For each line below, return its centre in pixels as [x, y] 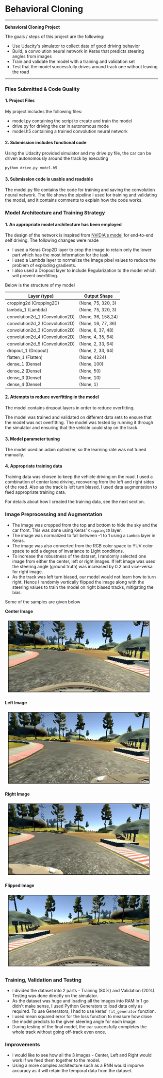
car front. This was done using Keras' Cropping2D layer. [67, 530]
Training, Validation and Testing [43, 980]
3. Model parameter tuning [33, 439]
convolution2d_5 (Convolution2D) [41, 344]
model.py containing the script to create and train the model [72, 121]
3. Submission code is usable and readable [49, 179]
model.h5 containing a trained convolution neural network [70, 131]
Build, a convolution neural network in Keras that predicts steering [78, 51]
